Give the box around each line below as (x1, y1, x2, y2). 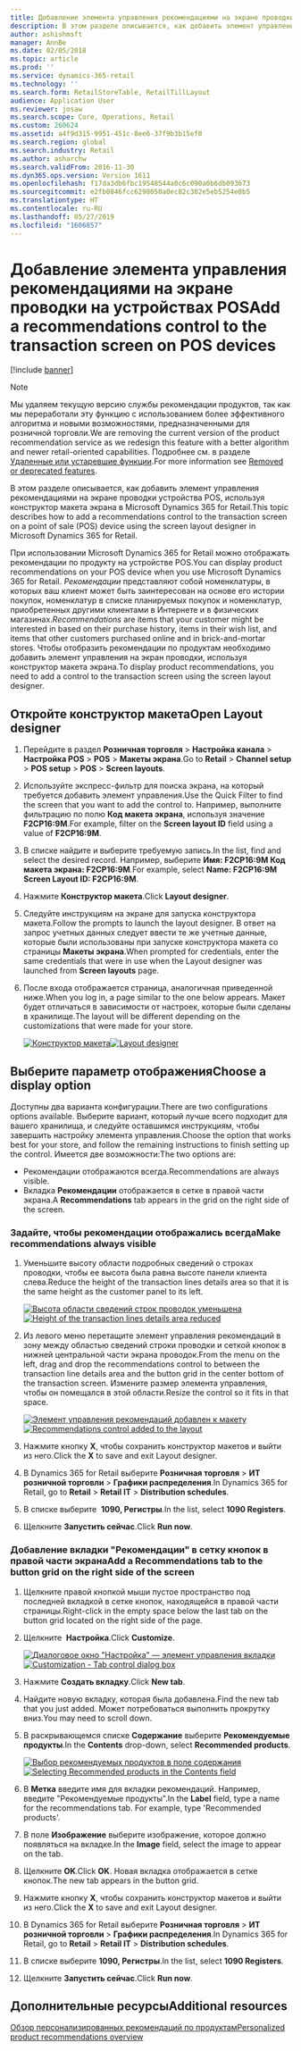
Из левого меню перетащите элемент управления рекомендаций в (22, 1330, 281, 1341)
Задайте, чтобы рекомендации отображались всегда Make (10, 1226, 281, 1238)
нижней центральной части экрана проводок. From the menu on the (22, 1350, 280, 1360)
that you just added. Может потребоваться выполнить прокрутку (22, 1703, 271, 1713)
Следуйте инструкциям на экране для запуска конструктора (22, 908, 256, 919)
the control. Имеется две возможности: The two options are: (10, 1149, 237, 1159)
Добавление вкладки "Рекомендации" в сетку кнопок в (10, 1544, 269, 1556)
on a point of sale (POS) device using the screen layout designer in (10, 521, 256, 532)
